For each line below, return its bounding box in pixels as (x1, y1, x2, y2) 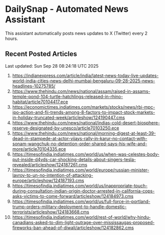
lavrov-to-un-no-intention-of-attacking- (12, 172, 94, 178)
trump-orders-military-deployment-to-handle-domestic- (12, 203, 127, 209)
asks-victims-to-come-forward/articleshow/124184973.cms (12, 193, 134, 199)
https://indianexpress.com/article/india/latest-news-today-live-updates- (12, 73, 159, 78)
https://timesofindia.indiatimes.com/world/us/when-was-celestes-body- (12, 151, 160, 157)
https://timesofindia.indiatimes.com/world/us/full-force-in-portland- (12, 198, 151, 204)
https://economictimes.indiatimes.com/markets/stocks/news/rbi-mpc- (12, 104, 155, 110)
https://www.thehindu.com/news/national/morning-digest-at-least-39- (12, 130, 156, 136)
